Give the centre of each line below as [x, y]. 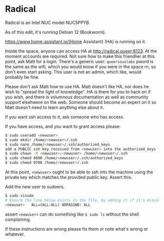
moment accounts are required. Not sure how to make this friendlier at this [80, 56]
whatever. [15, 234]
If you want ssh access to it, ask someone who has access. [65, 117]
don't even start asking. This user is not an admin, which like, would [73, 72]
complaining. [18, 219]
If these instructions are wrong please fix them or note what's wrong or [77, 229]
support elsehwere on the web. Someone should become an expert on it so [81, 102]
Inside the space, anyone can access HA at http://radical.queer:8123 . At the [81, 51]
